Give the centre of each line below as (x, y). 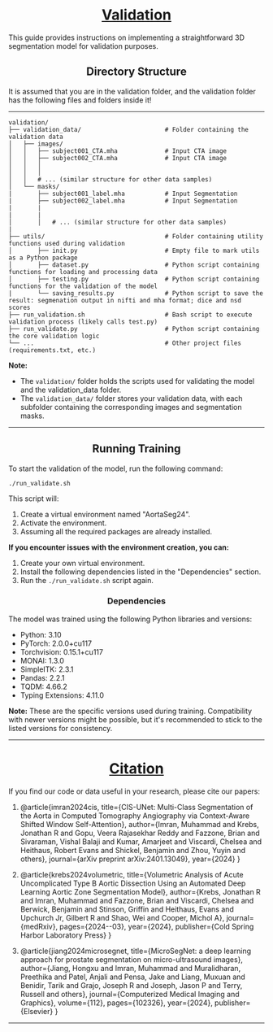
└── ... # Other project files (125, 343)
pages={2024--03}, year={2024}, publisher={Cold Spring (157, 926)
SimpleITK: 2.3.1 (47, 669)
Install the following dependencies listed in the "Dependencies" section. (141, 572)
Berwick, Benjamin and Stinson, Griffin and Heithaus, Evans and (127, 909)
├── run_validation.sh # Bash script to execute (130, 315)
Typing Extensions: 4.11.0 (62, 695)
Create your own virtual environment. (82, 563)
